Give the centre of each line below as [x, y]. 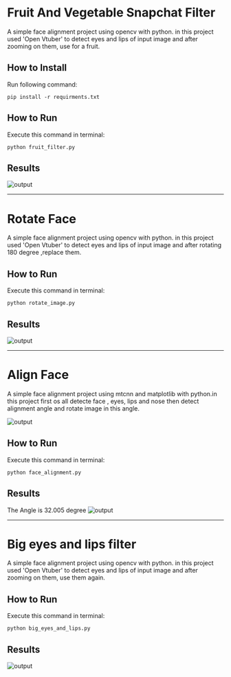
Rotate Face [42, 219]
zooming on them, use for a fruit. [54, 46]
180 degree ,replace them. [44, 253]
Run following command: [42, 84]
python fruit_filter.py [41, 147]
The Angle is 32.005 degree [47, 510]
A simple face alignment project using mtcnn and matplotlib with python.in [112, 393]
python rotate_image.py [41, 303]
